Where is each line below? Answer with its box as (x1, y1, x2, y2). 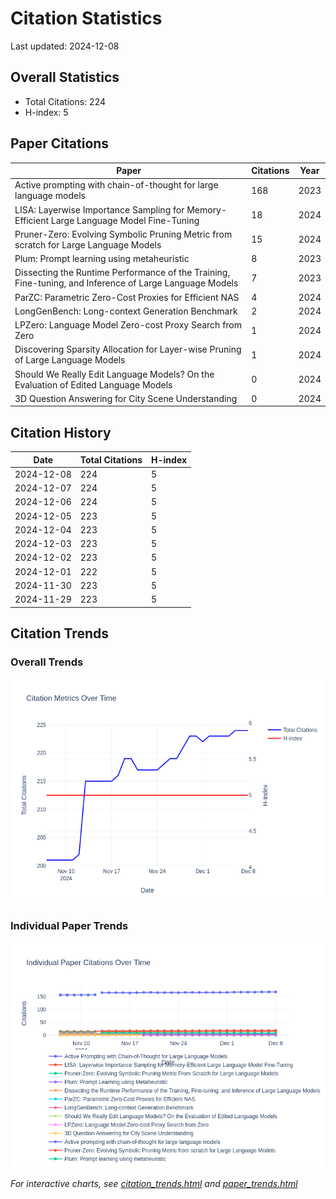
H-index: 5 (24, 106, 69, 118)
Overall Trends (10, 655, 84, 669)
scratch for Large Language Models (14, 238, 162, 251)
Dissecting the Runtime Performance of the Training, (14, 267, 231, 279)
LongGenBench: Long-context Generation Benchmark (14, 305, 238, 317)
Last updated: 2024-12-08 (10, 40, 120, 52)
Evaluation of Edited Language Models (14, 378, 173, 391)
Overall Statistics (10, 69, 120, 86)
